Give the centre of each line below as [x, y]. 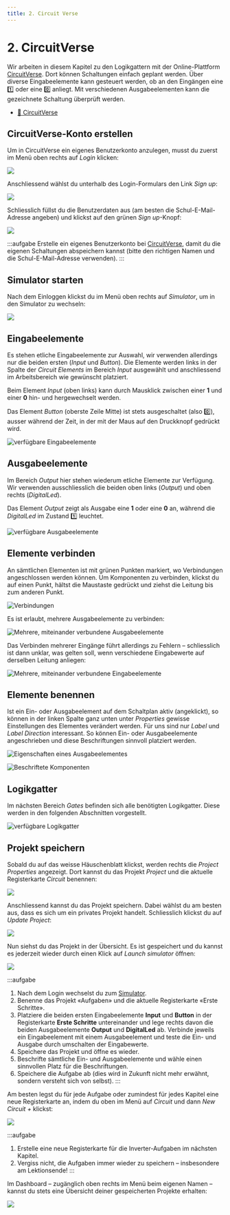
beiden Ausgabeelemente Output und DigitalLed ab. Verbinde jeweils [116, 1030]
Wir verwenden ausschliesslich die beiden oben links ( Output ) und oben [109, 487]
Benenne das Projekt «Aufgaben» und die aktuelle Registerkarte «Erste [117, 1001]
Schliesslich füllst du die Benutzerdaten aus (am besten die [91, 210]
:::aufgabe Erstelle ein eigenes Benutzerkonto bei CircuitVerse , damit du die [114, 244]
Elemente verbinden [51, 554]
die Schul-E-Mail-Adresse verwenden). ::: [66, 258]
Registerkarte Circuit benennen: [52, 879]
